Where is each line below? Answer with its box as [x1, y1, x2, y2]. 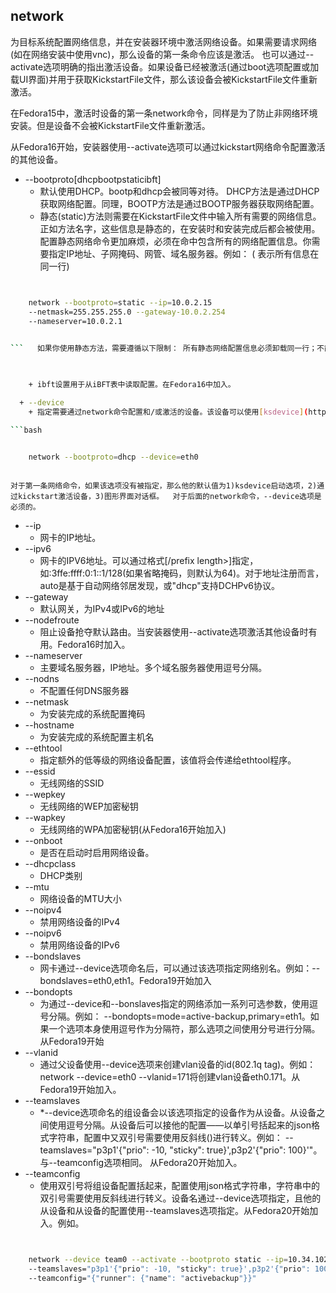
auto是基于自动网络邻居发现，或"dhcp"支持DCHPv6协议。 [39, 580, 281, 592]
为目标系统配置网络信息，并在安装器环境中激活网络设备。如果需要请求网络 [10, 35, 317, 48]
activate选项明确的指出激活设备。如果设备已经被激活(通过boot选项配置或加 [10, 60, 320, 73]
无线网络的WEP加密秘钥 [39, 800, 139, 813]
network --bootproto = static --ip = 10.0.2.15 [28, 297, 213, 308]
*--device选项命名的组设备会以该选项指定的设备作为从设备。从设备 [39, 1107, 317, 1119]
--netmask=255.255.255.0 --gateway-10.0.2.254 [28, 307, 226, 317]
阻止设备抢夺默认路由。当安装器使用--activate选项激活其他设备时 [39, 626, 309, 638]
